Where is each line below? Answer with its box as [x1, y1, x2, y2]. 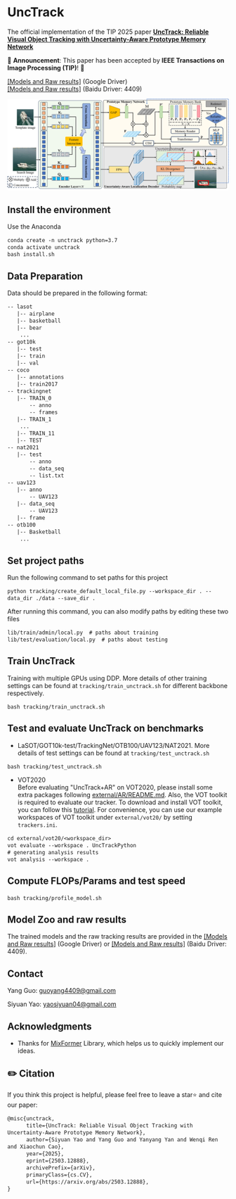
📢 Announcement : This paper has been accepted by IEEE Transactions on [7, 56, 225, 64]
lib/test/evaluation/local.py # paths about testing [7, 636, 169, 644]
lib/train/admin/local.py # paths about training [7, 629, 159, 637]
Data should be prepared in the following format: [7, 289, 148, 298]
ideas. [17, 1046, 36, 1055]
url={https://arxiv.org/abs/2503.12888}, [25, 1178, 150, 1186]
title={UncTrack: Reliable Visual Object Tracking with [25, 1122, 193, 1129]
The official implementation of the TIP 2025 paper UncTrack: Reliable [7, 27, 209, 36]
